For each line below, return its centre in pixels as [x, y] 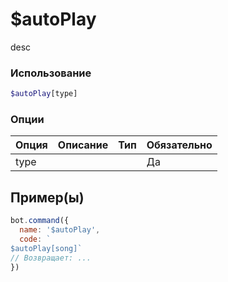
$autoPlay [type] [44, 94]
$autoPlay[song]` [46, 248]
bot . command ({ [40, 221]
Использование [51, 73]
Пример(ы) [47, 197]
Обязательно [179, 145]
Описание [83, 145]
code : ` [35, 239]
